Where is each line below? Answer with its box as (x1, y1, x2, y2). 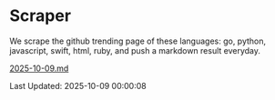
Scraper (9, 5, 71, 26)
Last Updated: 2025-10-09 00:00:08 (9, 80, 148, 91)
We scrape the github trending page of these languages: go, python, (9, 35, 267, 46)
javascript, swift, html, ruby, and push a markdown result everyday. (9, 45, 261, 55)
